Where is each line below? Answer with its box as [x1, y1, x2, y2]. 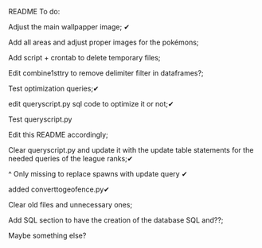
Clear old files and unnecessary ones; [8, 200, 133, 209]
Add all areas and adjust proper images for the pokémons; [8, 37, 199, 47]
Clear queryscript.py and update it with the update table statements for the [8, 145, 254, 154]
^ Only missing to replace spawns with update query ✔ [8, 169, 188, 178]
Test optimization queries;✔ [8, 83, 100, 93]
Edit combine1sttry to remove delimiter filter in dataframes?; [8, 68, 205, 78]
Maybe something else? [8, 231, 87, 240]
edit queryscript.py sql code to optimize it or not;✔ [8, 99, 174, 108]
